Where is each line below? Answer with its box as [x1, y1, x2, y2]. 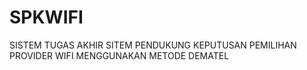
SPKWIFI [9, 6, 84, 29]
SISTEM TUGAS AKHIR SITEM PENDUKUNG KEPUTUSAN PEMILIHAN [9, 39, 297, 51]
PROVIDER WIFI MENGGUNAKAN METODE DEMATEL [9, 49, 230, 61]
